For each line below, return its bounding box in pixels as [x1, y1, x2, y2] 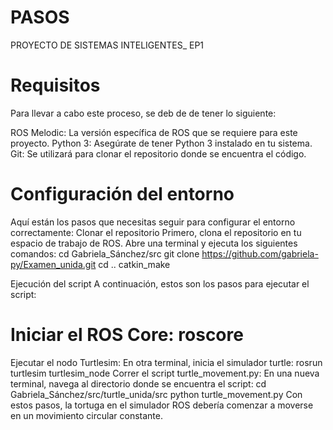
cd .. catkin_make [98, 258, 171, 270]
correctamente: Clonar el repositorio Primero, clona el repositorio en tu [10, 226, 302, 238]
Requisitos [10, 74, 101, 97]
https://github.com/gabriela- [201, 247, 319, 260]
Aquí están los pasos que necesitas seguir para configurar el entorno [10, 216, 296, 228]
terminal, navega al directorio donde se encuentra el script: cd [10, 377, 267, 390]
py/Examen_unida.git [10, 258, 97, 270]
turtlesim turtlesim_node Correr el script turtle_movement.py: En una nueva [10, 367, 320, 379]
